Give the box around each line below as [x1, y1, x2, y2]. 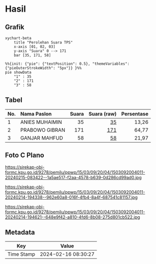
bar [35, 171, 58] [14, 53, 51, 58]
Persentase [121, 110, 149, 117]
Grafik [5, 23, 24, 31]
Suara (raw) [88, 110, 117, 117]
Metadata [5, 228, 35, 237]
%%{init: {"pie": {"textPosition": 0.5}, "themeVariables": [5, 61, 130, 66]
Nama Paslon [20, 110, 52, 117]
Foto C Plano [5, 151, 44, 160]
